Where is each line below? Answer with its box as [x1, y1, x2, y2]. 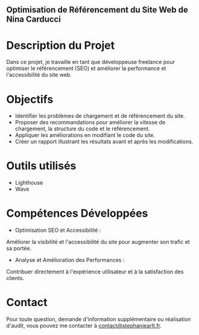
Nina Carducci [6, 14, 62, 25]
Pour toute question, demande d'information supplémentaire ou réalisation [6, 316, 191, 323]
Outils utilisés [6, 159, 77, 173]
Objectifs [6, 92, 54, 106]
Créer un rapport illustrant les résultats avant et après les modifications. [14, 138, 194, 145]
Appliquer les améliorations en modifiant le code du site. [14, 132, 156, 139]
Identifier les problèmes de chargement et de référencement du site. [14, 112, 185, 120]
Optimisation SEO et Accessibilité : [14, 226, 101, 234]
